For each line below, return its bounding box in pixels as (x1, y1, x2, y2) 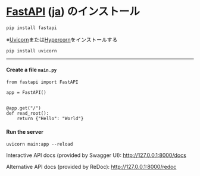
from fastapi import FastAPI (6, 79, 79, 86)
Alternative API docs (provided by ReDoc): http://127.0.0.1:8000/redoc (6, 164, 177, 171)
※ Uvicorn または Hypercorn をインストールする (6, 36, 118, 43)
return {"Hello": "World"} (17, 116, 84, 122)
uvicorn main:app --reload (6, 142, 73, 147)
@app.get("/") (6, 105, 42, 111)
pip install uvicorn (6, 48, 58, 54)
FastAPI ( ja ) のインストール (6, 5, 140, 18)
